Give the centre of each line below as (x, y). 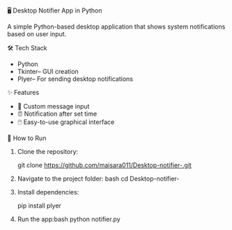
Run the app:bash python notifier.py (69, 219)
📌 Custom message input (53, 106)
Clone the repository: (48, 152)
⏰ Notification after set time (57, 114)
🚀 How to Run (27, 138)
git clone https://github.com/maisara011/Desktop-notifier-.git (104, 165)
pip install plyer (39, 206)
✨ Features (23, 92)
